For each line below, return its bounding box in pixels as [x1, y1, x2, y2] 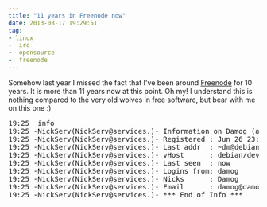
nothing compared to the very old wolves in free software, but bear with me [8, 95, 256, 104]
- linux [8, 33, 34, 42]
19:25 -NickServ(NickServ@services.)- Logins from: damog [8, 166, 239, 175]
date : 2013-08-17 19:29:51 [8, 19, 98, 27]
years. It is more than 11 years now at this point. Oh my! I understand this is [8, 86, 253, 96]
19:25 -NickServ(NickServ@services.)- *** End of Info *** [8, 190, 244, 199]
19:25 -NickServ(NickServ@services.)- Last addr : [8, 143, 215, 151]
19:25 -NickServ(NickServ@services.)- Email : [8, 182, 215, 191]
